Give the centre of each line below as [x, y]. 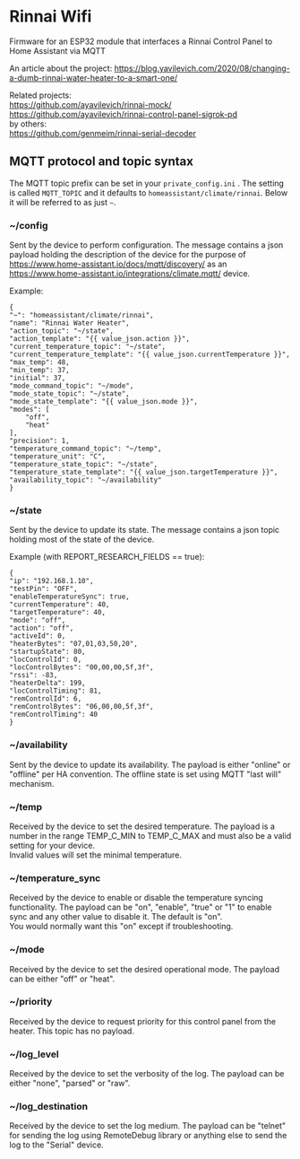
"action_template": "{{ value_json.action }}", [100, 339]
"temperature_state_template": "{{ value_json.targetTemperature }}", [144, 473]
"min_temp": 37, [39, 370]
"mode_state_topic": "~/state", [69, 394]
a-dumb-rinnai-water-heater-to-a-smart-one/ [93, 77]
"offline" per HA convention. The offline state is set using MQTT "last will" [146, 774]
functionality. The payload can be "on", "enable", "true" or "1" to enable [141, 907]
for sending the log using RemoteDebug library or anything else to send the [148, 1136]
